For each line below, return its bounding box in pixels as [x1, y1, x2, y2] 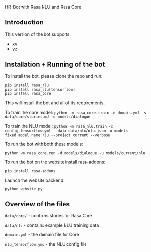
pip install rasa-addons [5, 168, 56, 173]
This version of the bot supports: [5, 31, 71, 37]
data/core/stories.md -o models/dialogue [5, 115, 91, 119]
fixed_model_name [5, 132, 41, 137]
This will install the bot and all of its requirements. [5, 100, 105, 106]
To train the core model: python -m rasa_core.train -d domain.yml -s [5, 109, 147, 115]
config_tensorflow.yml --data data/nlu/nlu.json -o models [5, 128, 128, 133]
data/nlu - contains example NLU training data [5, 222, 99, 228]
